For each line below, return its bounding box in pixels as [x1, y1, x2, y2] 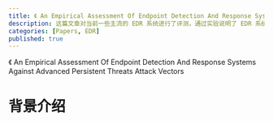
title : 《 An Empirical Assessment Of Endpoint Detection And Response [8, 11, 252, 20]
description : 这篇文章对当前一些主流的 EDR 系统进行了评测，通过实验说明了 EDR [8, 19, 252, 28]
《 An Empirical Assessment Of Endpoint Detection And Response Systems [8, 58, 257, 67]
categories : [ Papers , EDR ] [8, 27, 100, 35]
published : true [8, 34, 63, 43]
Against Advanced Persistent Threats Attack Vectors [8, 67, 184, 76]
